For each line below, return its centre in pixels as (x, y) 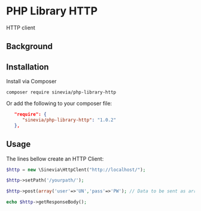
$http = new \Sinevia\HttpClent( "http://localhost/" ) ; (76, 170)
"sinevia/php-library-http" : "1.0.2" (69, 120)
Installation (28, 67)
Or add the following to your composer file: (59, 104)
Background (29, 46)
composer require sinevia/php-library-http (61, 92)
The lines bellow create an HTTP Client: (55, 159)
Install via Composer (31, 82)
